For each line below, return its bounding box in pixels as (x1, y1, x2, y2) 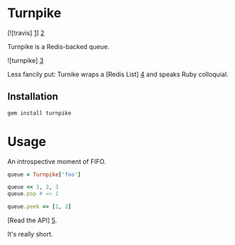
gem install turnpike (7, 109, 72, 117)
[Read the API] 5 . (7, 216, 57, 225)
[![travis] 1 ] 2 (7, 28, 45, 37)
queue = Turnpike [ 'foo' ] (7, 171, 81, 178)
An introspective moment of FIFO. (7, 157, 107, 165)
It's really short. (7, 230, 53, 239)
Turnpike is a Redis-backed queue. (7, 42, 110, 51)
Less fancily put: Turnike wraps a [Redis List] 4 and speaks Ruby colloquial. (7, 70, 229, 78)
